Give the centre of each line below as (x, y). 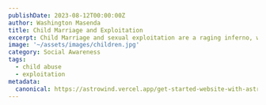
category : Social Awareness (55, 52)
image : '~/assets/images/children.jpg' (74, 45)
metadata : (25, 81)
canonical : (33, 89)
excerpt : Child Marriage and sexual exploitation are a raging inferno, (131, 37)
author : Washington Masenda (55, 23)
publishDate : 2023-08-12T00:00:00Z (67, 15)
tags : (17, 60)
